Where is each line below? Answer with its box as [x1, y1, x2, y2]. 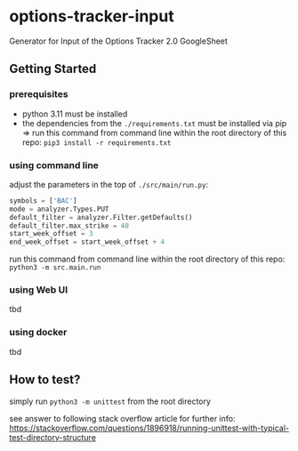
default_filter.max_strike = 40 [9, 221, 129, 230]
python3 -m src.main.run [9, 263, 101, 272]
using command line [9, 158, 100, 171]
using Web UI [9, 284, 68, 296]
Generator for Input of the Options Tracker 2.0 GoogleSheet [9, 36, 229, 46]
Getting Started [9, 61, 97, 77]
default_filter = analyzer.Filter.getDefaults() [9, 213, 193, 221]
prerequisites [9, 88, 68, 101]
